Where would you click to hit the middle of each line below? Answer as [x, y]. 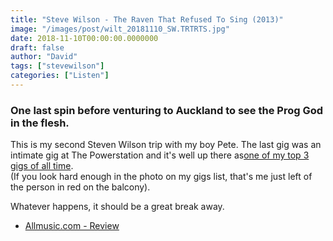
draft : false [37, 47]
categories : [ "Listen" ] [60, 76]
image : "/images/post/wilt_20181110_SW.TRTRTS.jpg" [120, 29]
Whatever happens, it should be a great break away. [117, 207]
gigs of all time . [42, 166]
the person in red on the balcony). [80, 187]
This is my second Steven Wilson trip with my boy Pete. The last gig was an [166, 145]
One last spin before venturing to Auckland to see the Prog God [167, 110]
